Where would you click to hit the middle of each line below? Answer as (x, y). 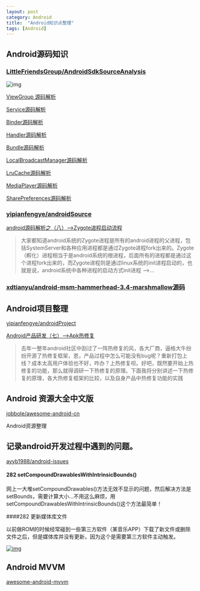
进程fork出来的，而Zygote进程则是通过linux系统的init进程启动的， (107, 263)
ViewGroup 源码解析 (31, 97)
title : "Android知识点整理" (40, 23)
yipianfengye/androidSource (49, 214)
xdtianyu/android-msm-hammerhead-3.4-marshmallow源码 (96, 287)
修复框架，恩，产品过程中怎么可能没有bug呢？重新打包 (115, 355)
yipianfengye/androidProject (41, 323)
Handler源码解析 (26, 134)
